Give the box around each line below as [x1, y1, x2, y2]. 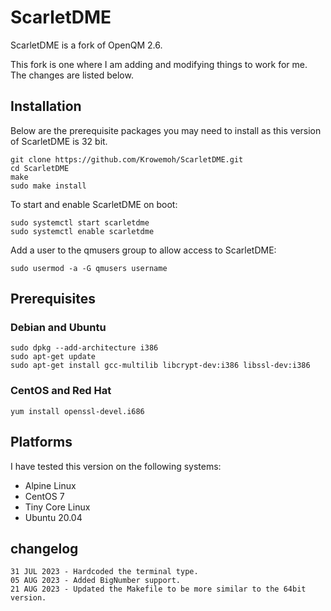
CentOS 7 [24, 490, 65, 502]
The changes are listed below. [10, 69, 134, 81]
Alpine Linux [24, 479, 77, 491]
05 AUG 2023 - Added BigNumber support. [10, 576, 182, 586]
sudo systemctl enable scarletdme [10, 226, 155, 236]
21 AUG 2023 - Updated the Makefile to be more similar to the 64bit [10, 584, 307, 595]
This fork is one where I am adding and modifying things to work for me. [10, 58, 308, 70]
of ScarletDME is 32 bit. [10, 135, 108, 147]
